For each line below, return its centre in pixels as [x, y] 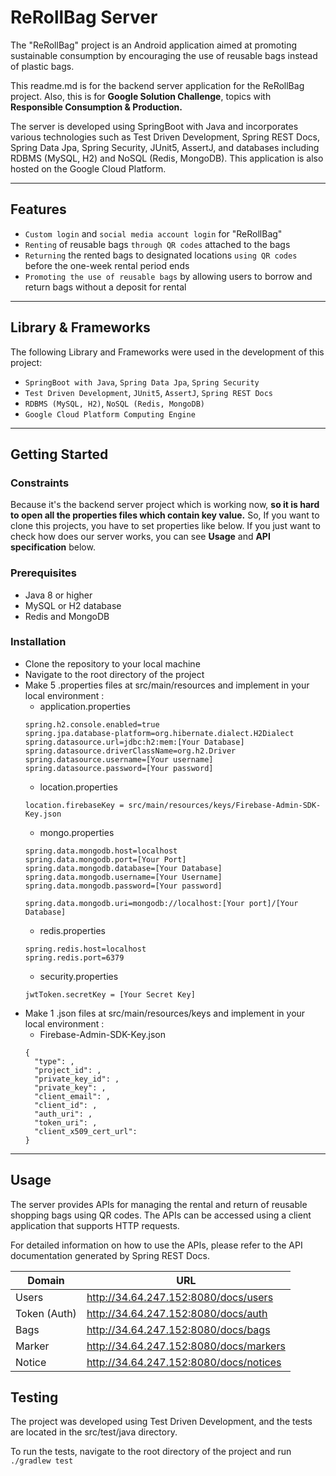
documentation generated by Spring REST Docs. [110, 1255]
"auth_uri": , [63, 1114]
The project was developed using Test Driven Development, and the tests [161, 1422]
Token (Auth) [46, 1313]
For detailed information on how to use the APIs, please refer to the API [156, 1245]
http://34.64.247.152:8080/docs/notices [184, 1362]
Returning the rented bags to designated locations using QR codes [161, 255]
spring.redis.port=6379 [74, 957]
